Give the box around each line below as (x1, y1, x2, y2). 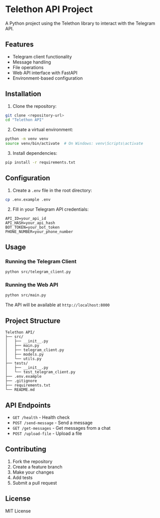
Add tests (12, 474, 33, 480)
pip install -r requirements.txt (5, 160, 76, 165)
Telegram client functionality (12, 53, 72, 60)
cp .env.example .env (5, 197, 51, 202)
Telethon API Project (5, 4, 93, 15)
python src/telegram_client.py (5, 269, 71, 274)
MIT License (5, 508, 31, 514)
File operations (12, 64, 44, 70)
